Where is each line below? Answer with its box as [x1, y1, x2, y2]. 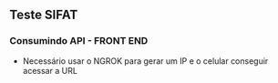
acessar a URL [22, 65, 77, 76]
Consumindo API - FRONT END [9, 35, 149, 47]
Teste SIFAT [9, 7, 78, 23]
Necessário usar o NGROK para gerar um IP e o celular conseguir [22, 55, 269, 67]
